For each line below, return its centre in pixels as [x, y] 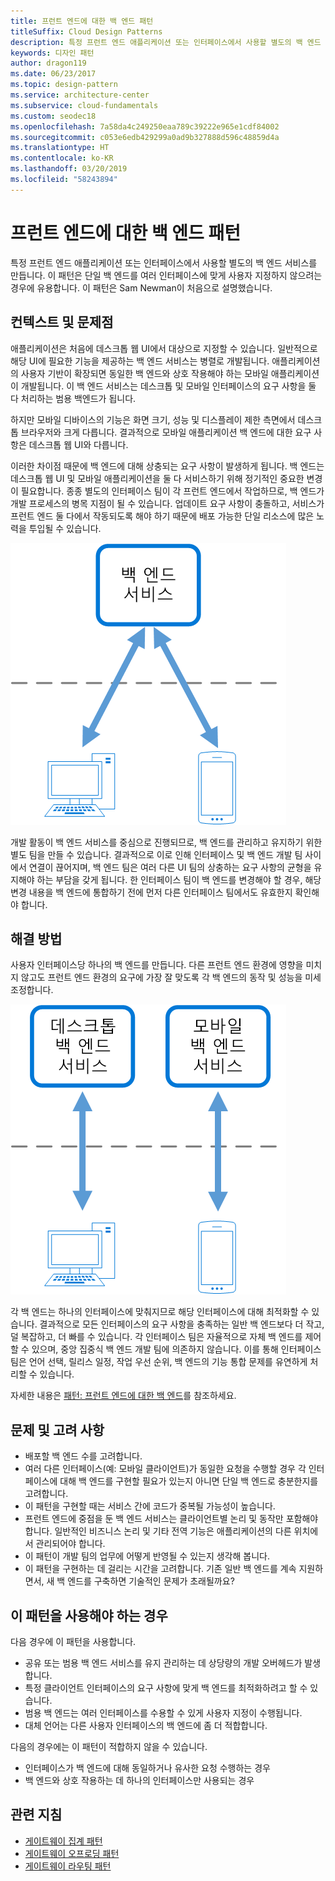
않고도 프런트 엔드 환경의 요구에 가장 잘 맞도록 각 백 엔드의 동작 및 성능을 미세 [171, 977]
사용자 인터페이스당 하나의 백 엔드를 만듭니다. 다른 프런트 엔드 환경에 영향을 [157, 965]
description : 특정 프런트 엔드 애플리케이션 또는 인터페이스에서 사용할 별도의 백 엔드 [166, 42]
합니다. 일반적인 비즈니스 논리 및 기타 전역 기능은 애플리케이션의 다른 [158, 1531]
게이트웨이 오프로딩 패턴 [72, 1853]
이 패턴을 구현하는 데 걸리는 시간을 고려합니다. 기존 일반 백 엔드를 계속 [160, 1569]
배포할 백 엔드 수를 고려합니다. [83, 1456]
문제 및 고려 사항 [57, 1430]
